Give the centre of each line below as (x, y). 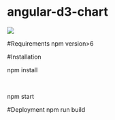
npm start (21, 96)
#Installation (24, 57)
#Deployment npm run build (46, 109)
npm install (22, 70)
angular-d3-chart (58, 12)
